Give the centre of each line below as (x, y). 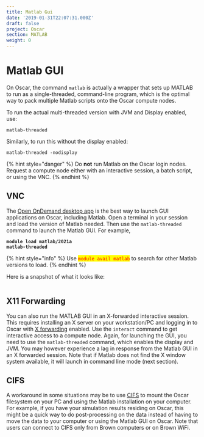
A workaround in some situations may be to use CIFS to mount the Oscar (97, 395)
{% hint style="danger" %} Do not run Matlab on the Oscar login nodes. (97, 164)
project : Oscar (26, 29)
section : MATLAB (27, 35)
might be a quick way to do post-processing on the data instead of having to (102, 415)
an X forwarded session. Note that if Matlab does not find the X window (96, 354)
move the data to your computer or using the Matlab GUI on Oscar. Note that (102, 421)
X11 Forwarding (36, 301)
